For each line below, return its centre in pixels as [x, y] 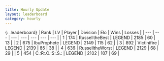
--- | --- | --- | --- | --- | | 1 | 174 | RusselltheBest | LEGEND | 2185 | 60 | [83, 38]
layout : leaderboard [26, 14]
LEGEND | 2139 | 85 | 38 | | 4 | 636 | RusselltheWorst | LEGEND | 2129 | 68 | [82, 48]
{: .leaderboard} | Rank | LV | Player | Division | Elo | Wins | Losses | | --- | [80, 33]
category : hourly [23, 19]
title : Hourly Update [27, 10]
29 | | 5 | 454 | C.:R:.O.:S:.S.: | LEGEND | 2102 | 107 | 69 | [62, 53]
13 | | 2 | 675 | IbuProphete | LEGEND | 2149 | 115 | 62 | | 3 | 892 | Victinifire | [82, 43]
